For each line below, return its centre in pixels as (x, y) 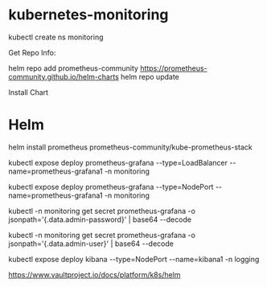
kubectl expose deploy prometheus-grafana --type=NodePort (111, 187)
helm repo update (150, 76)
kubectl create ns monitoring (56, 37)
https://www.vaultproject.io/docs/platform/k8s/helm (94, 274)
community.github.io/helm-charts (64, 76)
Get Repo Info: (32, 52)
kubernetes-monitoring (88, 15)
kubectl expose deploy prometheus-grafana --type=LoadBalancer (118, 162)
